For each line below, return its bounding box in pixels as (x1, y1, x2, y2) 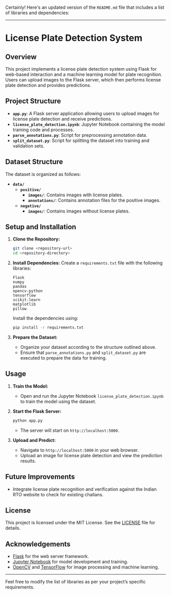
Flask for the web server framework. (12, 553, 89, 559)
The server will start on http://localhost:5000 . (20, 427, 120, 433)
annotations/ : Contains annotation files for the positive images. (27, 197, 161, 203)
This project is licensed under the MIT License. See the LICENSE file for (5, 520, 156, 526)
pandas (12, 284, 27, 289)
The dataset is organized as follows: (5, 171, 81, 177)
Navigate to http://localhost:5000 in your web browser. (20, 447, 139, 453)
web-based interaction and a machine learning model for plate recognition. (5, 71, 163, 77)
